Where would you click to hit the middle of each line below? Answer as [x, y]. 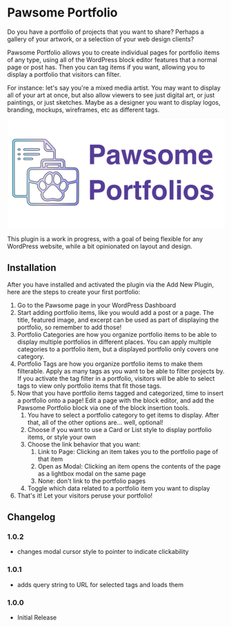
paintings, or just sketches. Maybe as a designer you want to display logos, [114, 102]
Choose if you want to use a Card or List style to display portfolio [120, 429]
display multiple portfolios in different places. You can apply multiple [114, 342]
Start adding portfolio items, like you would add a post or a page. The [115, 312]
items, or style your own [62, 437]
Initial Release [37, 617]
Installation [32, 268]
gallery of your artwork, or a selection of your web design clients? [101, 39]
